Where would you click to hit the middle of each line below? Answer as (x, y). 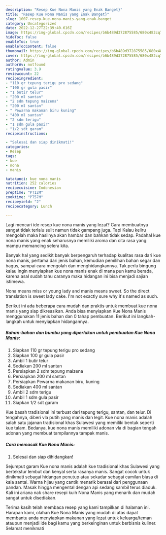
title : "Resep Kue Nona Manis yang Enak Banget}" (58, 14)
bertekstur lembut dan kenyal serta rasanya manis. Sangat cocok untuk (78, 472)
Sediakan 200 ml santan (37, 366)
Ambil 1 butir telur (31, 361)
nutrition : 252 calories (31, 183)
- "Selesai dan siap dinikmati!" (40, 143)
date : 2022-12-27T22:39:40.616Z (39, 28)
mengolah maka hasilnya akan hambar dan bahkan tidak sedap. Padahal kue (83, 235)
